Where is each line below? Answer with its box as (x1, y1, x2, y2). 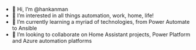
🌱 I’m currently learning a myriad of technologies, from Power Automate (11, 18, 190, 25)
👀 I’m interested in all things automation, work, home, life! (11, 12, 155, 19)
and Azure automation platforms (11, 37, 92, 44)
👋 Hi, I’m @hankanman (11, 6, 69, 12)
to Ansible (11, 24, 37, 32)
